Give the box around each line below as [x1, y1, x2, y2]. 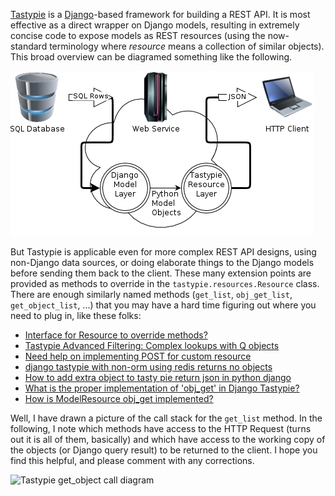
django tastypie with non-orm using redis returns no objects [24, 361, 273, 373]
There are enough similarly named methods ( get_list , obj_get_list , [10, 289, 293, 300]
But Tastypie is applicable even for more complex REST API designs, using [10, 246, 317, 258]
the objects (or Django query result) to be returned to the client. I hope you [10, 444, 318, 456]
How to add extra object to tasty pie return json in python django [24, 372, 292, 383]
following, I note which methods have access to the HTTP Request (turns [10, 423, 312, 434]
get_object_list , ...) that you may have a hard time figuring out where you [10, 299, 317, 311]
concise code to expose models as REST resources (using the [10, 30, 266, 41]
